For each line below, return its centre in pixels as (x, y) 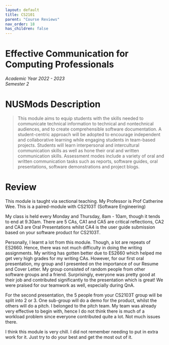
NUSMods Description (53, 104)
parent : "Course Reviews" (32, 19)
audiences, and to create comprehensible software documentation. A (90, 129)
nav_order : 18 (20, 24)
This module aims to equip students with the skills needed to (80, 118)
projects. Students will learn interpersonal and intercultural (78, 145)
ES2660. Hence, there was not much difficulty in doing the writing (74, 247)
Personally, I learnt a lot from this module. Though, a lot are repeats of (78, 242)
